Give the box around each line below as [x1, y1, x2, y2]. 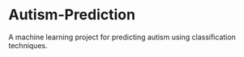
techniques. [8, 40, 48, 50]
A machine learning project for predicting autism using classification [8, 32, 237, 42]
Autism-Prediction [8, 6, 136, 24]
